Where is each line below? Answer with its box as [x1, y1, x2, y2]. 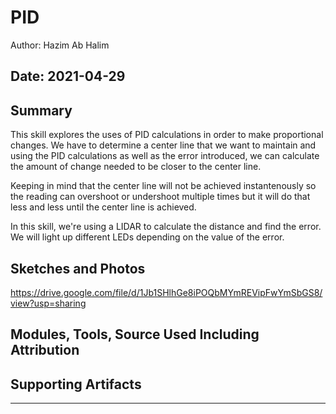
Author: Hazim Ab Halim [10, 39, 110, 51]
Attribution [10, 342, 80, 359]
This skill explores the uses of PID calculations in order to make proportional [10, 129, 324, 141]
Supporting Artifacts [10, 376, 142, 393]
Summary [10, 102, 73, 119]
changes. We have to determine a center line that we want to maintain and [10, 139, 317, 151]
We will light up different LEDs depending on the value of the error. [10, 231, 285, 243]
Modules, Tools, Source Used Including [10, 326, 260, 343]
